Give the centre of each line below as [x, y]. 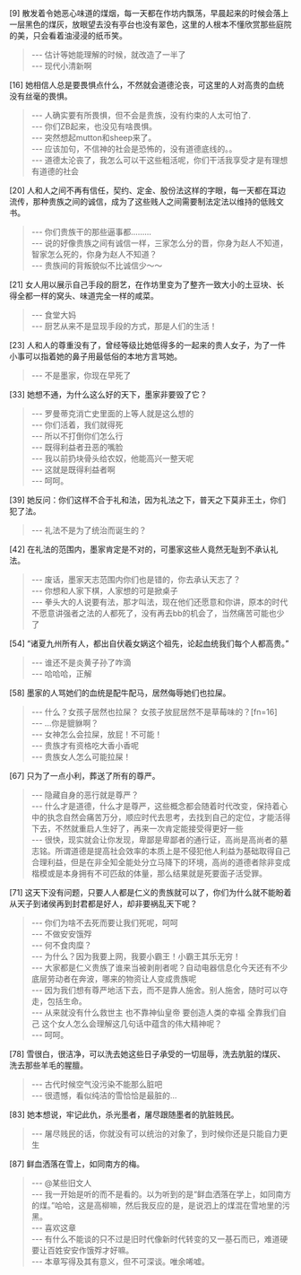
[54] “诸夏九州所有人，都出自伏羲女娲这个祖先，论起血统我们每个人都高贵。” [149, 643]
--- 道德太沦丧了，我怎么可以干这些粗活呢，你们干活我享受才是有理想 [159, 160]
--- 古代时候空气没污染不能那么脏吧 [97, 1084]
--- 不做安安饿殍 [61, 934]
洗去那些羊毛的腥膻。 [48, 1065]
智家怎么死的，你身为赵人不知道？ [94, 254]
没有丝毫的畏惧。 [41, 96]
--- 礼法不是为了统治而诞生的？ [89, 530]
